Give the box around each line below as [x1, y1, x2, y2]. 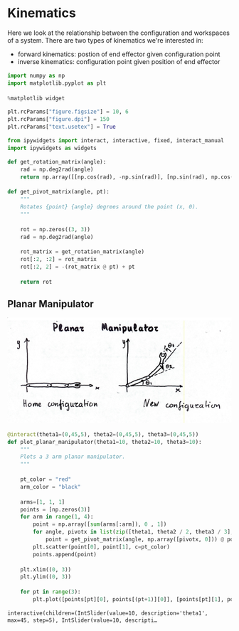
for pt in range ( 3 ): [20, 588, 81, 595]
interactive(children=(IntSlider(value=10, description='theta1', [7, 610, 208, 617]
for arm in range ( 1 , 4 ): [20, 514, 94, 521]
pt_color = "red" [20, 476, 72, 483]
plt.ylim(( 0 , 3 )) [20, 573, 72, 580]
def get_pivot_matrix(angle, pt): [7, 189, 110, 196]
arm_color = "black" [20, 483, 81, 490]
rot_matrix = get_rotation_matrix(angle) [20, 248, 144, 255]
